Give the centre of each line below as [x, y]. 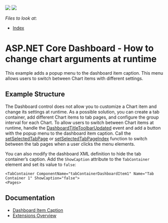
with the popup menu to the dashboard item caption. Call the [68, 133]
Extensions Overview [34, 215]
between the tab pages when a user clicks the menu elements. [70, 144]
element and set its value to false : [41, 164]
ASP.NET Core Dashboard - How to [79, 48]
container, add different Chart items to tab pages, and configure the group [82, 117]
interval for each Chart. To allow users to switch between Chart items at [80, 122]
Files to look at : [21, 18]
